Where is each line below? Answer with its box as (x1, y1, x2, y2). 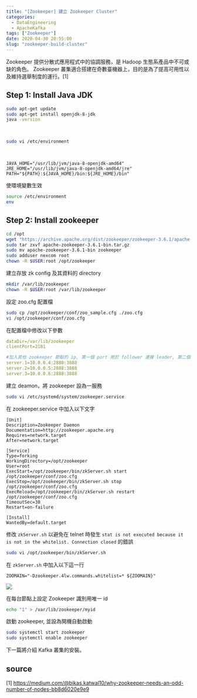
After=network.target (6, 437, 59, 443)
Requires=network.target (6, 432, 67, 438)
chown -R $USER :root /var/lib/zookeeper (6, 286, 107, 292)
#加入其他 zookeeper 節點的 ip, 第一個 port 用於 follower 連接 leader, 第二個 (6, 355, 191, 360)
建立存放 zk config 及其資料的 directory (6, 269, 101, 276)
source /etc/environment (6, 194, 67, 200)
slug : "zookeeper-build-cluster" (6, 42, 88, 48)
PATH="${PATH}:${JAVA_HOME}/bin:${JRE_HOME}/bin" (6, 171, 130, 177)
